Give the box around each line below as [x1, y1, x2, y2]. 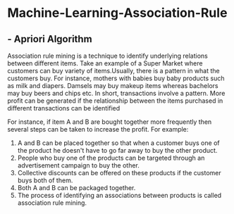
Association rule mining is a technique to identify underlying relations [7, 51, 208, 60]
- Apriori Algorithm [7, 33, 93, 45]
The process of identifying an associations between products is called [17, 191, 222, 199]
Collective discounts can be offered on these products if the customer [17, 169, 222, 177]
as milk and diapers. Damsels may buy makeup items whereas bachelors [7, 82, 218, 89]
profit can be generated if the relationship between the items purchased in [7, 96, 223, 105]
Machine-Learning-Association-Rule [7, 5, 228, 21]
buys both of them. [17, 176, 73, 184]
